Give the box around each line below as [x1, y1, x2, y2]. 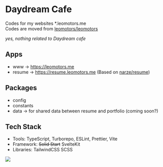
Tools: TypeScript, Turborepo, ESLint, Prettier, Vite [12, 136, 118, 142]
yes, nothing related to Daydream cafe [5, 35, 86, 41]
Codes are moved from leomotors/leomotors [5, 25, 98, 31]
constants [12, 102, 34, 108]
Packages [5, 83, 37, 92]
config [12, 97, 26, 103]
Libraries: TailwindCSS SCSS [12, 147, 73, 153]
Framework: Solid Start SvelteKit [12, 141, 80, 147]
